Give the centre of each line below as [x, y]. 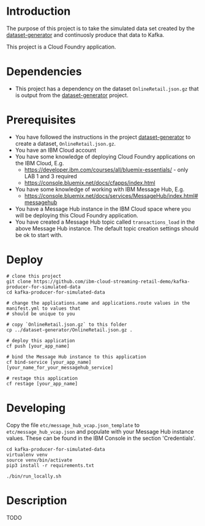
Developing [36, 408]
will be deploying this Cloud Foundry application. [77, 215]
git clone [19, 281]
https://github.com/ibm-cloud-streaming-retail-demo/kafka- [112, 281]
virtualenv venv [27, 455]
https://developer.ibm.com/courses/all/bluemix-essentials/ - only [106, 170]
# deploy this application [41, 340]
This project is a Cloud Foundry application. [61, 47]
